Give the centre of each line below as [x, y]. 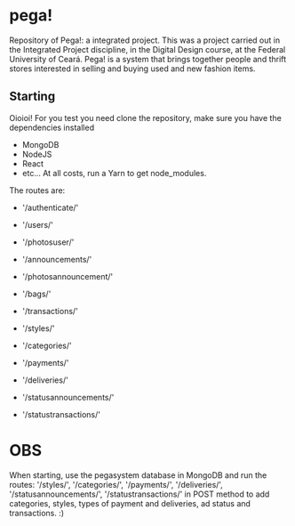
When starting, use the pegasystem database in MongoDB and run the [138, 475]
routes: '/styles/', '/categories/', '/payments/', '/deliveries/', [116, 484]
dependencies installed [52, 127]
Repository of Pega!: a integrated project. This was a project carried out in [145, 40]
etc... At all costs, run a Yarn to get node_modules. [114, 173]
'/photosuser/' [48, 242]
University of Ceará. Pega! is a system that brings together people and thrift [148, 59]
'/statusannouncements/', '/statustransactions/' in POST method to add [140, 494]
